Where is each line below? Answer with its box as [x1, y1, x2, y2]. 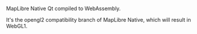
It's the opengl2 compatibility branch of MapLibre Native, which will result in [6, 16, 191, 23]
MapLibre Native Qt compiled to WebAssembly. [6, 5, 121, 12]
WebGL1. [6, 23, 28, 29]
